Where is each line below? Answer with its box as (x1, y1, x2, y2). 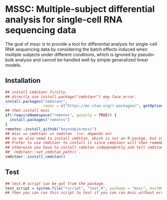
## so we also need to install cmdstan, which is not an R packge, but (5, 135, 157, 141)
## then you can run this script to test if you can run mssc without (5, 190, 155, 196)
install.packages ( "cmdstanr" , (5, 99, 68, 104)
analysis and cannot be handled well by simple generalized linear (14, 57, 149, 63)
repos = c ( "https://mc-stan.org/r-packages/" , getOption (43, 103, 164, 109)
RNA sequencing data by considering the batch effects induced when (5, 46, 148, 52)
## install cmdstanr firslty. (5, 89, 68, 95)
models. (5, 62, 22, 68)
